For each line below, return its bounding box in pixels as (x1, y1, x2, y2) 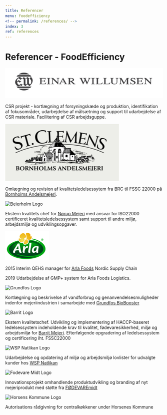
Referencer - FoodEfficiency (5, 52, 125, 63)
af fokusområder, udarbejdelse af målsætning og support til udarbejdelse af (5, 109, 161, 115)
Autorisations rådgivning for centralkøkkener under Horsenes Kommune (5, 404, 153, 410)
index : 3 (5, 24, 23, 29)
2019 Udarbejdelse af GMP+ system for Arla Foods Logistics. (5, 275, 131, 281)
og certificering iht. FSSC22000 (5, 335, 71, 341)
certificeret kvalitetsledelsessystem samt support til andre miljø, (5, 216, 136, 222)
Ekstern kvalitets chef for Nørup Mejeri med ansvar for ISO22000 (5, 211, 140, 217)
